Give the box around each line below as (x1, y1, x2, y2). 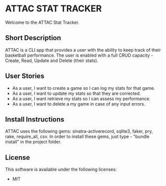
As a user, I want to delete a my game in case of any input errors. (12, 101, 145, 107)
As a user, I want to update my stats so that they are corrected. (12, 90, 141, 96)
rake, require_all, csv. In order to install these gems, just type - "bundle (5, 133, 150, 139)
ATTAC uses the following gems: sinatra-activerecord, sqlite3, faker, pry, (5, 128, 153, 134)
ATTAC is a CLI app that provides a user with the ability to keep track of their (5, 47, 161, 53)
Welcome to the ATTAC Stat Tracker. (5, 19, 80, 25)
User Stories (5, 72, 45, 80)
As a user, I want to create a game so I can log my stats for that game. (12, 85, 155, 91)
